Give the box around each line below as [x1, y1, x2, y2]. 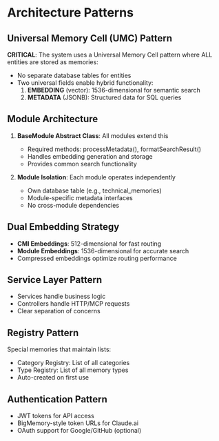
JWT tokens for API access [17, 412, 94, 420]
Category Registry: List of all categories [17, 359, 130, 367]
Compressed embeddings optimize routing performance [17, 254, 177, 262]
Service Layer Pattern [7, 274, 103, 286]
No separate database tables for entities [17, 71, 132, 79]
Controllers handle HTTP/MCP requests [17, 300, 130, 308]
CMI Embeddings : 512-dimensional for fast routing [17, 239, 162, 248]
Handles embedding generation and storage [27, 152, 153, 160]
